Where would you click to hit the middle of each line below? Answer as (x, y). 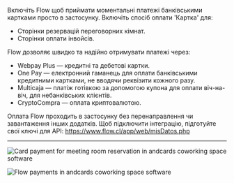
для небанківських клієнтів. (71, 95)
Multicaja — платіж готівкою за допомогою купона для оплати (110, 88)
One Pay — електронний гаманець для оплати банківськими (107, 73)
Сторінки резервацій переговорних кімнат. (81, 31)
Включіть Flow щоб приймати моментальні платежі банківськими (105, 10)
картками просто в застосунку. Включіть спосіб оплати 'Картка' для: (110, 17)
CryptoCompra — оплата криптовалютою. (79, 103)
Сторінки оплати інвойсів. (56, 38)
